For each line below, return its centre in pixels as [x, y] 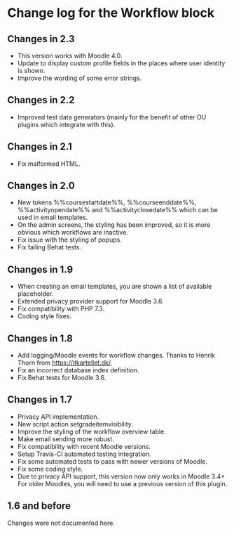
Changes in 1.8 [40, 338]
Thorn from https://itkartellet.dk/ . [65, 363]
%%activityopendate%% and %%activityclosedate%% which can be [118, 210]
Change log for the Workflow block [111, 13]
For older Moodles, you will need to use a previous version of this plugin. [122, 483]
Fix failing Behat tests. [49, 247]
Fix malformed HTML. [49, 164]
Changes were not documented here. [61, 523]
